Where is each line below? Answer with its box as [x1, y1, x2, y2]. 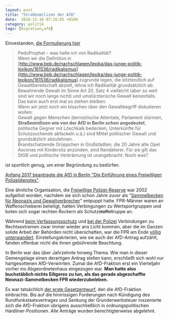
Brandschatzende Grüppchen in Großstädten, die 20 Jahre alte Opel [17, 141, 160, 147]
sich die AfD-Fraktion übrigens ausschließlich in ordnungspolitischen [5, 302, 149, 309]
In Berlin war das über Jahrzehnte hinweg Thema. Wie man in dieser [5, 250, 148, 256]
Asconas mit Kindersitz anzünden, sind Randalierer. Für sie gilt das [17, 147, 157, 153]
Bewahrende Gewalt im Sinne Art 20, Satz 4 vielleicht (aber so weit [17, 88, 158, 94]
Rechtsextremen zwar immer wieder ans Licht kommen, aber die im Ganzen [5, 224, 163, 230]
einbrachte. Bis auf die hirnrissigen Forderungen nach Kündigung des [5, 292, 150, 298]
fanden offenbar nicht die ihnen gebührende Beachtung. [5, 240, 123, 246]
